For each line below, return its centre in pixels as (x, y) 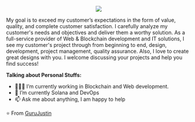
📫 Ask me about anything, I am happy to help (70, 99)
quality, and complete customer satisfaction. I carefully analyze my (87, 26)
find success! (22, 64)
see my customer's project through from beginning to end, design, (87, 45)
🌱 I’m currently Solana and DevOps (57, 93)
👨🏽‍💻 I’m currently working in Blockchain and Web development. (92, 86)
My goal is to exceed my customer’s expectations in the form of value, (91, 20)
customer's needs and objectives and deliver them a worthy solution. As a (96, 33)
